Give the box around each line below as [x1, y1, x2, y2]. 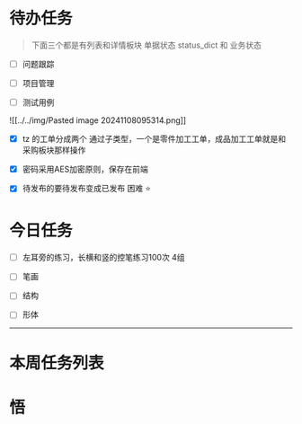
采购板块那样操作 [22, 145, 86, 155]
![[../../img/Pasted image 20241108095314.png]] [9, 115, 187, 126]
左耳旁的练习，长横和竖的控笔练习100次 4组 [22, 252, 186, 263]
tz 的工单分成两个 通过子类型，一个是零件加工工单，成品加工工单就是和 [22, 134, 286, 145]
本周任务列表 [9, 352, 105, 373]
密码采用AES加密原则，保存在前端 [22, 163, 148, 175]
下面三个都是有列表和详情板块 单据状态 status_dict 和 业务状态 [31, 40, 262, 50]
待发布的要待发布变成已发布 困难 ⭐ [22, 183, 151, 194]
